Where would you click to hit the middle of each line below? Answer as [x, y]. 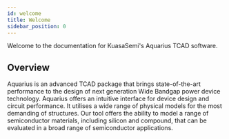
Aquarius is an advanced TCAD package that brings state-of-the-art [104, 84]
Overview [29, 67]
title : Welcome [29, 20]
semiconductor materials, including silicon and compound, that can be [107, 120]
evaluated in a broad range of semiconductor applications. [90, 128]
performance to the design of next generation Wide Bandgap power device [114, 92]
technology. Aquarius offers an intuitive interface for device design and [108, 99]
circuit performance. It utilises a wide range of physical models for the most [115, 106]
